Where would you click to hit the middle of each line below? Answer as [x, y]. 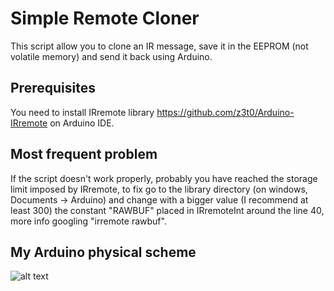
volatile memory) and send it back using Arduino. [111, 56]
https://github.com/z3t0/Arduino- [225, 112]
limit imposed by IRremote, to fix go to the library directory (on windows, [159, 189]
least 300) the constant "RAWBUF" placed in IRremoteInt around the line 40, [167, 210]
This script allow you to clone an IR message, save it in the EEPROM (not [159, 46]
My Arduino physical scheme [103, 252]
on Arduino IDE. [82, 123]
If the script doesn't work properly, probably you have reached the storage [164, 178]
